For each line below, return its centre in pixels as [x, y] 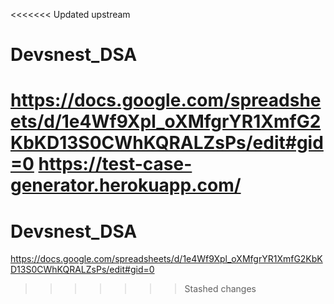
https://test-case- [115, 164]
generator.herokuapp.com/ [126, 185]
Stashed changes [220, 289]
